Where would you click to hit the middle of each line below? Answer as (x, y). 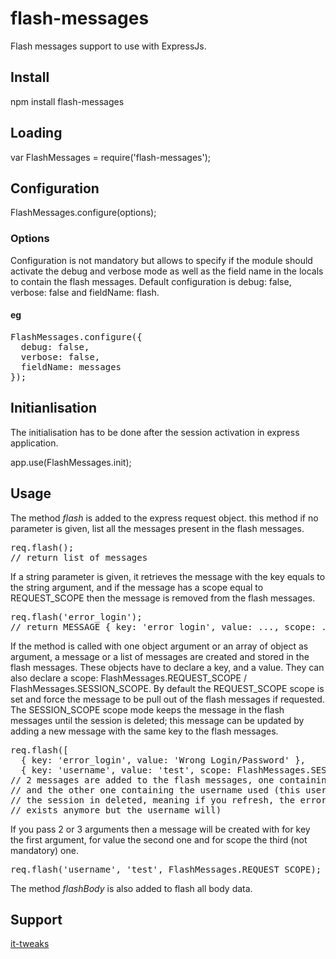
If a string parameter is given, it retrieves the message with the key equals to (168, 576)
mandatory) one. (44, 850)
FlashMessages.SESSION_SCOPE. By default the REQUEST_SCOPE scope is (167, 688)
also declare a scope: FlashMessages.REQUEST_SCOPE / (128, 678)
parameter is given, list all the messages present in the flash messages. (157, 528)
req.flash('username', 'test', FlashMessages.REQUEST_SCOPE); (166, 869)
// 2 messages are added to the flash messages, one (142, 780)
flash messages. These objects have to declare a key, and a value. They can (167, 667)
